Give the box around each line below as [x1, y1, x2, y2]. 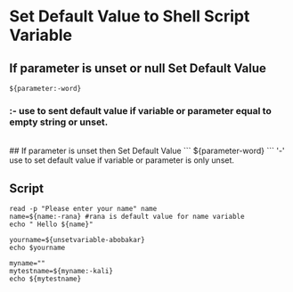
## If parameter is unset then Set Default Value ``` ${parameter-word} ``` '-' [9, 145, 285, 157]
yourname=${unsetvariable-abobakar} [9, 236, 145, 245]
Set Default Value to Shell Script [9, 6, 250, 27]
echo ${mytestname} [9, 274, 82, 284]
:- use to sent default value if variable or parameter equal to [9, 104, 272, 117]
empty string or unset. [9, 116, 109, 128]
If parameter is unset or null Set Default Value [9, 61, 267, 76]
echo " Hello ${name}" [9, 220, 94, 229]
